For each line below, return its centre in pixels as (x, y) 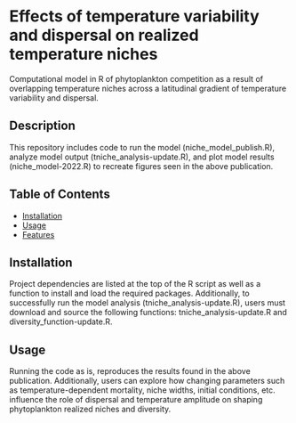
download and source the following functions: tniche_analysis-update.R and (148, 313)
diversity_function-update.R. (61, 321)
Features (38, 234)
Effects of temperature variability (134, 16)
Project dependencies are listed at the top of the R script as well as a (135, 284)
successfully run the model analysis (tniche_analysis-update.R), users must (148, 303)
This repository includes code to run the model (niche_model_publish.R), (142, 147)
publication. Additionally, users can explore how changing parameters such (147, 381)
